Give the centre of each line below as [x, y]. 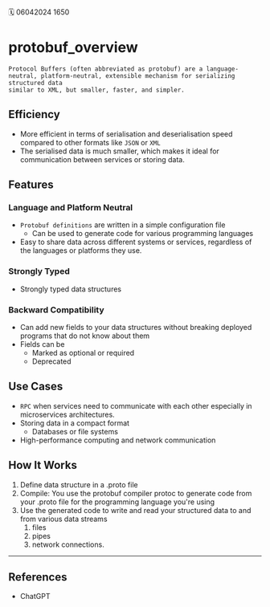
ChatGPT [35, 597]
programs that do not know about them [85, 336]
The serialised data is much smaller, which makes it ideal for [119, 151]
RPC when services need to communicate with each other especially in [136, 405]
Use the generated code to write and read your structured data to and [135, 510]
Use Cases [36, 387]
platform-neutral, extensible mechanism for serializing [138, 75]
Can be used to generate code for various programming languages [143, 234]
